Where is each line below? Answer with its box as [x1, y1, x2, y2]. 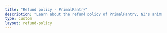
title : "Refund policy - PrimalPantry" [5, 7, 88, 12]
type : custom [5, 16, 32, 21]
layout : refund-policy [5, 20, 52, 26]
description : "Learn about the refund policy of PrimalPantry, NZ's [5, 12, 150, 16]
